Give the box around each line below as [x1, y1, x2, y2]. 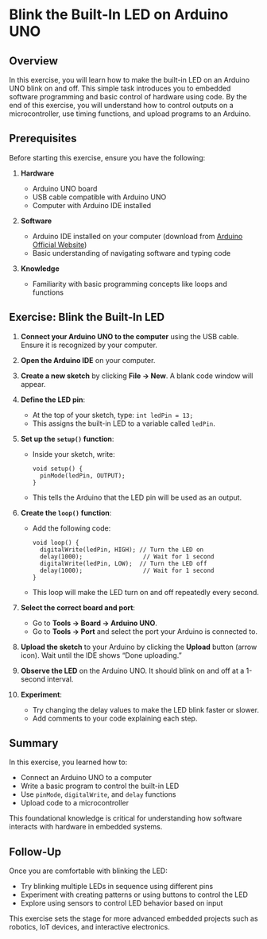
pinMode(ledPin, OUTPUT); [39, 471, 126, 480]
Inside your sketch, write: [32, 449, 116, 458]
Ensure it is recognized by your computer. [20, 340, 158, 350]
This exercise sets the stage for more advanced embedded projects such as [9, 914, 258, 923]
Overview [9, 54, 59, 68]
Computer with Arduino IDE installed [32, 200, 152, 210]
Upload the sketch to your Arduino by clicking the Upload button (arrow [20, 642, 257, 651]
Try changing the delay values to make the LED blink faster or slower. [32, 705, 259, 714]
